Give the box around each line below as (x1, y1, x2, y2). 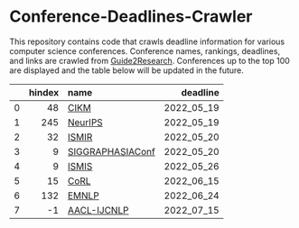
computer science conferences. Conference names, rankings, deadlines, (9, 45, 281, 56)
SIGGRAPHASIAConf (67, 145, 155, 158)
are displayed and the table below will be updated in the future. (9, 65, 244, 76)
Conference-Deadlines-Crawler (9, 6, 253, 27)
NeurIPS (67, 115, 104, 128)
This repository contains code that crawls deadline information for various (9, 36, 285, 47)
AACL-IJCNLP (67, 204, 129, 216)
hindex (28, 86, 60, 98)
